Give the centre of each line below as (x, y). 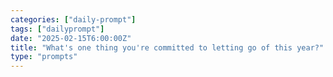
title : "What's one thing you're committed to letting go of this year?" (167, 47)
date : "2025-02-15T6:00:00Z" (71, 38)
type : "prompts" (44, 57)
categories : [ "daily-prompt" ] (73, 19)
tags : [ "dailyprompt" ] (57, 29)
